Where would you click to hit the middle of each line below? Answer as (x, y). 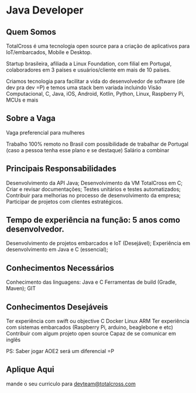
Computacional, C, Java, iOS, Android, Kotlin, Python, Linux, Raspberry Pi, (95, 94)
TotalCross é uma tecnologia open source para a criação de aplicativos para (98, 46)
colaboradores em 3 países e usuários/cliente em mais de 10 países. (88, 70)
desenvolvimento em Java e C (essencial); (57, 250)
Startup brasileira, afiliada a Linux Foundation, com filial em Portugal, (89, 63)
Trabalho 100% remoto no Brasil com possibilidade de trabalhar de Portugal (97, 144)
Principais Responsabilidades (61, 169)
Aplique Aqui (30, 370)
